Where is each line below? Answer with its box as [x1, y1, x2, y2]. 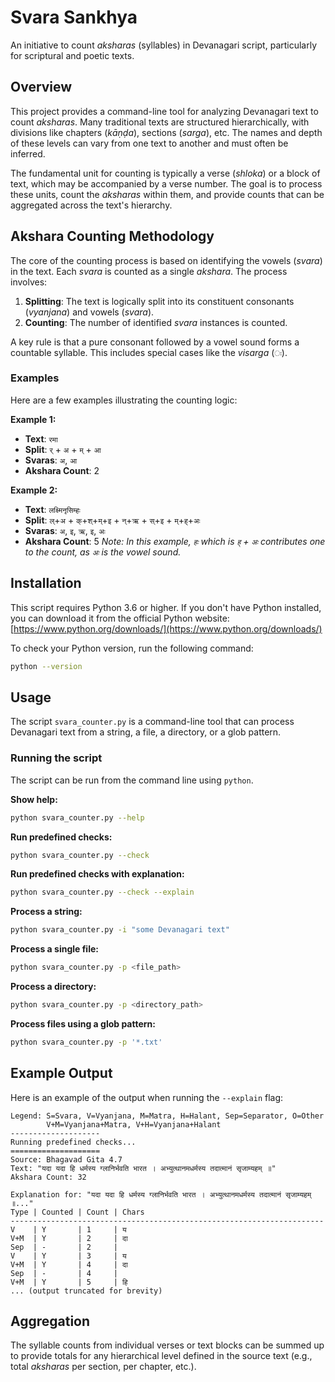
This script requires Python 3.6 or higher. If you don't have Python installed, [10, 601, 322, 613]
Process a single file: [10, 943, 99, 955]
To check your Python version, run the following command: [10, 642, 254, 654]
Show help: [10, 793, 58, 805]
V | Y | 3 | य [10, 1251, 127, 1261]
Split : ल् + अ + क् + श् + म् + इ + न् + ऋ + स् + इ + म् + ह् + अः [24, 514, 201, 526]
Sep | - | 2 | [10, 1242, 118, 1252]
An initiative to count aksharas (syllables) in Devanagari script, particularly [10, 39, 318, 51]
